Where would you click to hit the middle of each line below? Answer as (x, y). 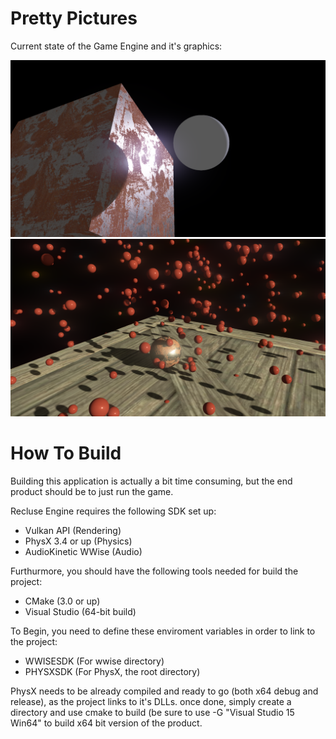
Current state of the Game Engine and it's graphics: (116, 46)
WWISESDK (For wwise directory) (94, 661)
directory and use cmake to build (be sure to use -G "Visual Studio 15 (152, 712)
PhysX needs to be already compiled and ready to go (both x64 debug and (164, 691)
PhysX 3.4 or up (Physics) (78, 541)
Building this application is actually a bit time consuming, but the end (151, 481)
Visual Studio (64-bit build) (80, 611)
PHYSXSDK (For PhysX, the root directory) (112, 671)
